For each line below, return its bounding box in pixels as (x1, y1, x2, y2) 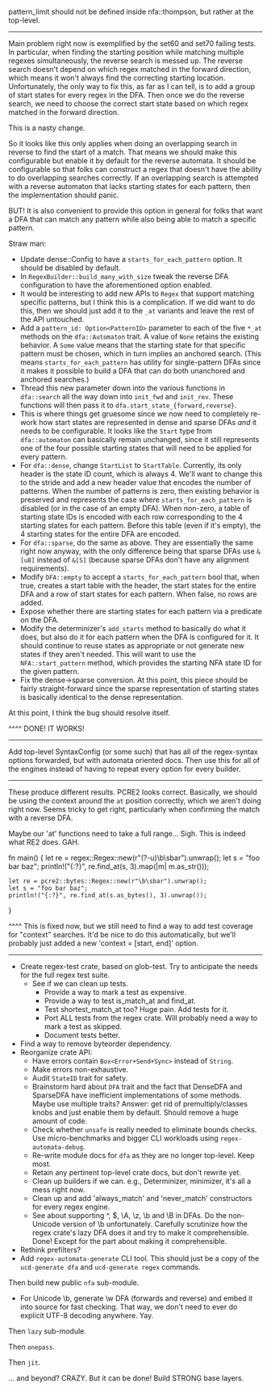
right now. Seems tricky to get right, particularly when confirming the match (8, 804, 261, 814)
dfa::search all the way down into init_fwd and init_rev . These (19, 392, 234, 401)
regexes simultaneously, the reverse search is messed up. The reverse (8, 56, 244, 65)
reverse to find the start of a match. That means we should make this (8, 147, 238, 157)
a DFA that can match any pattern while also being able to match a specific (8, 214, 256, 224)
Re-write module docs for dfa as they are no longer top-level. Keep (31, 1151, 256, 1160)
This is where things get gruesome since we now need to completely (19, 409, 249, 419)
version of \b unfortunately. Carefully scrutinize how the (61, 1220, 248, 1229)
